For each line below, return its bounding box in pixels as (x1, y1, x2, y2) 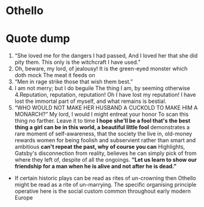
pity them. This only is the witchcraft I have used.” (14, 59, 141, 66)
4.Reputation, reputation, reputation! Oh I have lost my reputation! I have (14, 91, 197, 99)
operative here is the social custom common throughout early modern (14, 187, 191, 195)
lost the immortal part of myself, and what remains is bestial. (14, 97, 167, 105)
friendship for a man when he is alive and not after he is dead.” (14, 163, 177, 170)
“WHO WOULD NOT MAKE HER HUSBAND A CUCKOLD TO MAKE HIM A (14, 104, 198, 111)
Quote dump (5, 32, 70, 46)
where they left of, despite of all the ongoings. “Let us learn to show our (14, 156, 197, 164)
